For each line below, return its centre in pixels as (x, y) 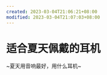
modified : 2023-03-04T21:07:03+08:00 (53, 17)
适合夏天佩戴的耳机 (53, 49)
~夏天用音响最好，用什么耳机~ (44, 66)
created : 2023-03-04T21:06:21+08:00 (52, 12)
